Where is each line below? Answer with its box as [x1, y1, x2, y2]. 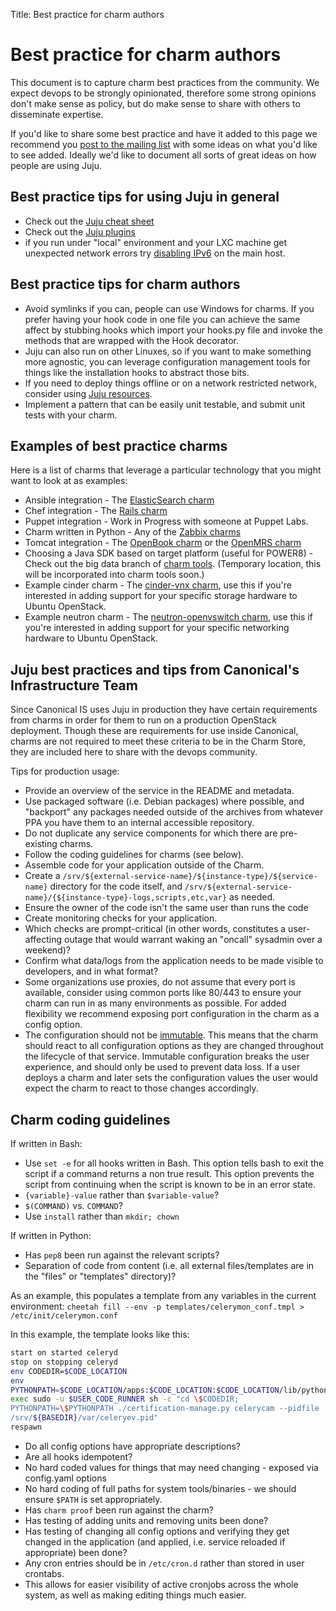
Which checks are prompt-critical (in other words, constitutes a [24, 923, 287, 935]
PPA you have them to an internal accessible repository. [24, 817, 255, 829]
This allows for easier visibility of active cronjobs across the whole [24, 1578, 299, 1590]
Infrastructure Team [10, 677, 138, 694]
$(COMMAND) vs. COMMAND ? [24, 1200, 123, 1211]
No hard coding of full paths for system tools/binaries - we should [24, 1482, 297, 1494]
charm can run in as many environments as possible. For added [24, 997, 287, 1009]
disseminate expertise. [10, 108, 104, 120]
